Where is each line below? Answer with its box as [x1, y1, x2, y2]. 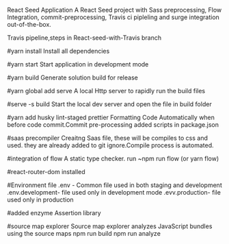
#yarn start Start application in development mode [7, 60, 149, 68]
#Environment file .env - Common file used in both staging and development [7, 181, 222, 189]
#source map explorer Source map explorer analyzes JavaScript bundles [7, 222, 213, 230]
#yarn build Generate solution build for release [7, 73, 138, 82]
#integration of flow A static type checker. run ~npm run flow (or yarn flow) [7, 154, 219, 162]
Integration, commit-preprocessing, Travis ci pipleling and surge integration [7, 13, 220, 21]
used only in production [7, 195, 74, 204]
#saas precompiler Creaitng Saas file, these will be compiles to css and [7, 134, 208, 142]
